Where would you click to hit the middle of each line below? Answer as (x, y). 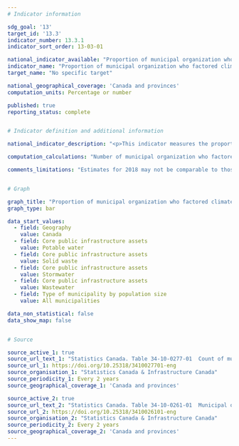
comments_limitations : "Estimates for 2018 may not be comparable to (113, 170)
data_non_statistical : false (51, 314)
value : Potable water (52, 248)
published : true (31, 105)
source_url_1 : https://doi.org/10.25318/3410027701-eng (92, 366)
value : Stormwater (47, 274)
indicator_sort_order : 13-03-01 (55, 47)
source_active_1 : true (41, 353)
